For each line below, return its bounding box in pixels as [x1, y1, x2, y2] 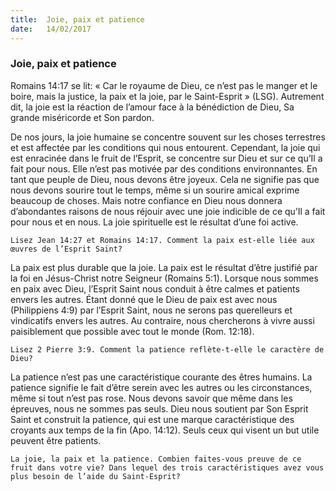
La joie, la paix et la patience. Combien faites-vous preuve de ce [10, 454, 302, 464]
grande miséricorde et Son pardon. [10, 111, 155, 123]
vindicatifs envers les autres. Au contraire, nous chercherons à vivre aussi [10, 314, 315, 326]
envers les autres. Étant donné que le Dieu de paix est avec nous [10, 293, 278, 305]
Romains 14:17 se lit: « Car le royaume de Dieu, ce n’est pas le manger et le [10, 79, 318, 91]
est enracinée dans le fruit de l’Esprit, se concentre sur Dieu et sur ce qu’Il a [10, 152, 323, 164]
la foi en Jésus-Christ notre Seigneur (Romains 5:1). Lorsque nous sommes [10, 272, 319, 284]
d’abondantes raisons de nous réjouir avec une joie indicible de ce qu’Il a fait [10, 205, 326, 217]
